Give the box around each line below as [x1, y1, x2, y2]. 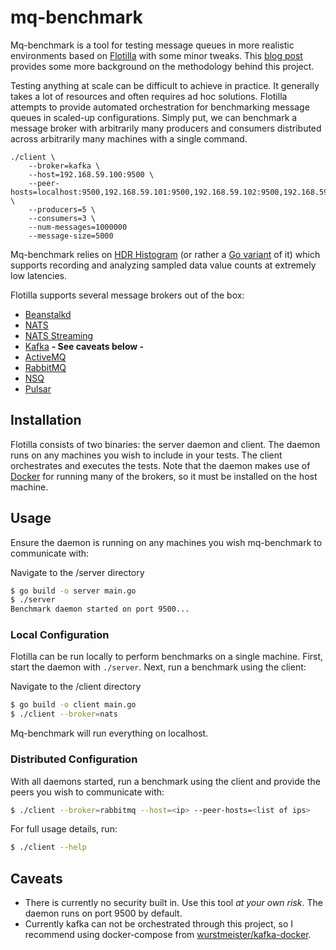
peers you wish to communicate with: [10, 786, 165, 798]
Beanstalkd [24, 308, 72, 320]
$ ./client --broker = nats [10, 709, 118, 720]
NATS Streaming [24, 329, 94, 341]
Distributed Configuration [10, 752, 138, 766]
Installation [10, 412, 82, 429]
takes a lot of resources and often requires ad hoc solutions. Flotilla [10, 90, 288, 102]
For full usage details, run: [10, 823, 118, 835]
